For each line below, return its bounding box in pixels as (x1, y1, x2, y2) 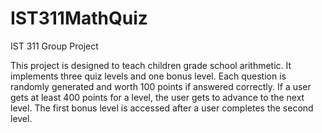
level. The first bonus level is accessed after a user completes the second (10, 102, 314, 114)
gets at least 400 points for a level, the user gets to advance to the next (10, 91, 305, 103)
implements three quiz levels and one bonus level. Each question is (10, 70, 287, 82)
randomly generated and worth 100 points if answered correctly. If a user (10, 80, 312, 92)
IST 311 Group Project (10, 40, 99, 52)
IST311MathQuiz (10, 7, 148, 30)
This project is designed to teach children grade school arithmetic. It (10, 59, 292, 71)
